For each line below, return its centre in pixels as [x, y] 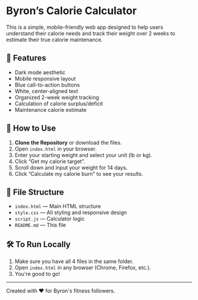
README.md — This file [40, 225]
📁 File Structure [35, 192]
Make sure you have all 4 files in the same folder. [74, 261]
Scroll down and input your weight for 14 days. [71, 167]
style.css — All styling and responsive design [71, 212]
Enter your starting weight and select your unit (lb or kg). [83, 155]
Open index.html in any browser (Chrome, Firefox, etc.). [83, 268]
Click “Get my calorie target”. [50, 161]
